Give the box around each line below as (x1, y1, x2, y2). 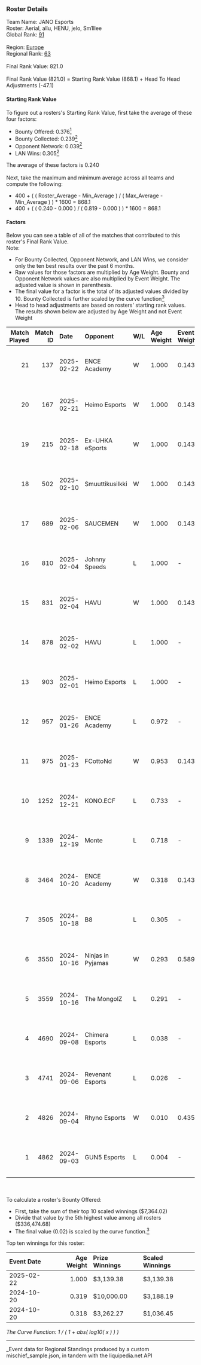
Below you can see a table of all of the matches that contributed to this (6, 232, 181, 239)
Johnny (84, 555, 106, 563)
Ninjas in (84, 951, 109, 960)
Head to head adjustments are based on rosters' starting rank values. (14, 301, 186, 309)
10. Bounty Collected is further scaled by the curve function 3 (14, 294, 165, 302)
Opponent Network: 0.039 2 (14, 141, 83, 149)
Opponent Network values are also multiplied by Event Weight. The (14, 275, 181, 282)
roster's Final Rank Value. (6, 238, 69, 245)
